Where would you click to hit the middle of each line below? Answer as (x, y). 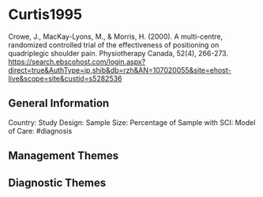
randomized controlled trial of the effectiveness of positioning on (114, 44)
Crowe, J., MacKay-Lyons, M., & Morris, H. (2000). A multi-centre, (116, 36)
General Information (59, 103)
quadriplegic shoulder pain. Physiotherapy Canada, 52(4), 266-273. (118, 53)
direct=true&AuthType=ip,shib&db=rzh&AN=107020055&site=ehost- (120, 70)
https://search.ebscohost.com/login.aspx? (77, 62)
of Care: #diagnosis (40, 131)
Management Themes (64, 156)
